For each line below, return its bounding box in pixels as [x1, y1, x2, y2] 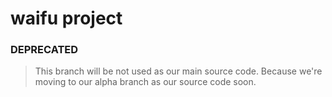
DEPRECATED [10, 43, 79, 57]
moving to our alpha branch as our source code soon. [34, 76, 257, 88]
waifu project [10, 7, 123, 30]
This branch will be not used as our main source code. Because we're [34, 65, 323, 77]
